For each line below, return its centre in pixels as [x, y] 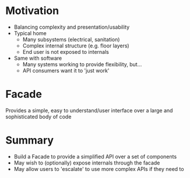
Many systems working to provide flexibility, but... [82, 64]
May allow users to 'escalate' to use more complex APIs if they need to [99, 169]
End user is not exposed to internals [66, 52]
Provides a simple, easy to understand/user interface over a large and [89, 110]
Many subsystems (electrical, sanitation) [71, 39]
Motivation [32, 11]
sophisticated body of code [38, 117]
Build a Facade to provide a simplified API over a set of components [95, 156]
